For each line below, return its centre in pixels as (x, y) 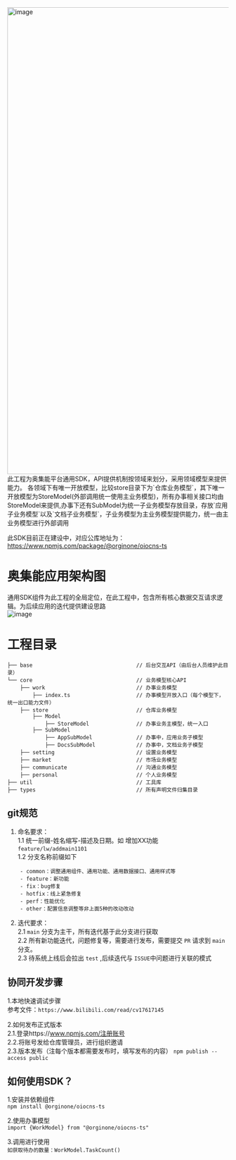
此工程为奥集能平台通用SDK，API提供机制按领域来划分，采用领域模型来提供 (117, 479)
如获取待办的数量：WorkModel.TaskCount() (64, 1150)
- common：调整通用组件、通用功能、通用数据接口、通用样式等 (98, 871)
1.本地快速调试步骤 (34, 1001)
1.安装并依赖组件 (31, 1099)
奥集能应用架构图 (57, 576)
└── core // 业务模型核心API (97, 680)
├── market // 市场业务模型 (99, 760)
